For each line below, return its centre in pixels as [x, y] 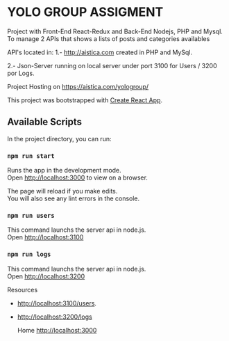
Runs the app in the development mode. [64, 170]
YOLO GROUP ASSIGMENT [85, 12]
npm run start [31, 156]
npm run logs [29, 254]
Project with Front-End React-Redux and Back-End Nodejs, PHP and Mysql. [115, 31]
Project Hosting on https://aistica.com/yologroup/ [78, 86]
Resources [23, 290]
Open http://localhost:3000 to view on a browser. [77, 177]
